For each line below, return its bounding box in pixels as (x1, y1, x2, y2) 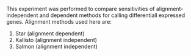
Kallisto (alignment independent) (15, 37, 98, 43)
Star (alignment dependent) (15, 30, 85, 37)
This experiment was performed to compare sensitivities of (6, 5, 155, 12)
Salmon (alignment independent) (15, 43, 98, 50)
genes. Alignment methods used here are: (6, 18, 112, 25)
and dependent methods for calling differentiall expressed (39, 12, 186, 19)
